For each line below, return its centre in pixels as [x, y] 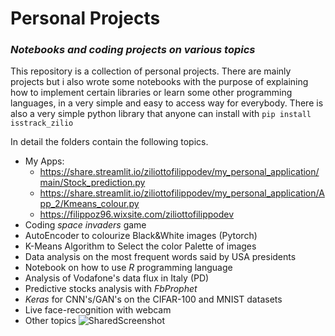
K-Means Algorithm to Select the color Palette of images [140, 246]
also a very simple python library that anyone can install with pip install [161, 114]
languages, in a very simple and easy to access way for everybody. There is [167, 103]
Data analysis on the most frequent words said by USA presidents [160, 257]
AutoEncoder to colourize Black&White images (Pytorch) [141, 236]
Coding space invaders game [85, 225]
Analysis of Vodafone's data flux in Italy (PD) [117, 278]
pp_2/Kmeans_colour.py [89, 204]
